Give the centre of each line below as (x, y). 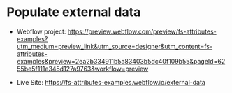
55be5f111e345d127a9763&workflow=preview (82, 69)
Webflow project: (41, 31)
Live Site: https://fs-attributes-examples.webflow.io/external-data (111, 82)
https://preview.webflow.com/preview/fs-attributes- (142, 31)
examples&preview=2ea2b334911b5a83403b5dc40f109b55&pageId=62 (121, 61)
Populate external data (74, 12)
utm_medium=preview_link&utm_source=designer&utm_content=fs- (115, 46)
